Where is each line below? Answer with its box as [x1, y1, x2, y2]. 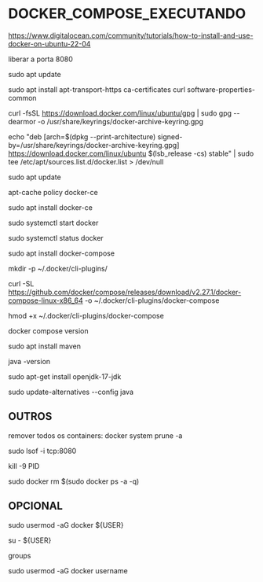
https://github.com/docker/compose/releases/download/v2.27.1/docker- [8, 287, 242, 297]
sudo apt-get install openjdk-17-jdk [8, 371, 122, 381]
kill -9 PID [8, 461, 40, 470]
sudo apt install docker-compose [8, 249, 115, 258]
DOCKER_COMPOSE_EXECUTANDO [8, 5, 247, 23]
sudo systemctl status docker [8, 233, 104, 242]
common [8, 93, 37, 102]
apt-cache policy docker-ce [8, 187, 98, 197]
